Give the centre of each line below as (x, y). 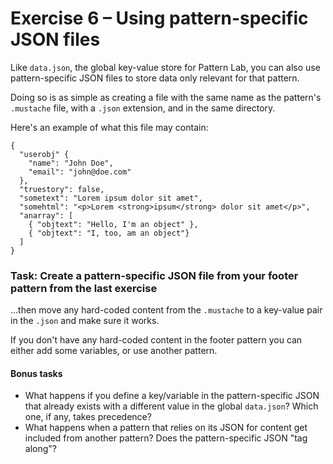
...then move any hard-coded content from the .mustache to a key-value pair (166, 310)
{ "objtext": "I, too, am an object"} (109, 233)
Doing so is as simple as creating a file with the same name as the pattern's (166, 97)
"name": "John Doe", (71, 163)
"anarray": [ (46, 215)
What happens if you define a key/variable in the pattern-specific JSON (172, 396)
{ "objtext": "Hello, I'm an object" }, (113, 224)
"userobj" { (44, 154)
